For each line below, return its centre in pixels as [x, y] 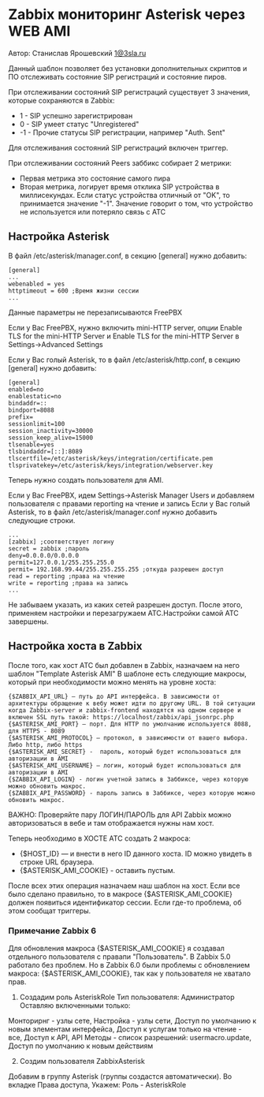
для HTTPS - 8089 [37, 731]
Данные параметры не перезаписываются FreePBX [95, 312]
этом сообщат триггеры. [50, 910]
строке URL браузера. [57, 862]
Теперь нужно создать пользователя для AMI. [86, 479]
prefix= [21, 417]
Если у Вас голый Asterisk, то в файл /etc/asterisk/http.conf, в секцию [124, 360]
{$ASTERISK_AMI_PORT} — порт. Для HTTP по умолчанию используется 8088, [130, 724]
